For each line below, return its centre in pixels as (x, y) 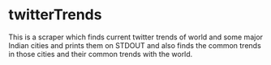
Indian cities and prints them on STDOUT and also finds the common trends (135, 45)
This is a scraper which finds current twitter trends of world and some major (136, 37)
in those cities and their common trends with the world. (101, 54)
